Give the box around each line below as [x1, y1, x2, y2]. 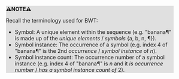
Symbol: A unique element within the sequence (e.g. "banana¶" [14, 29, 172, 36]
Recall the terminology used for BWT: [6, 17, 98, 24]
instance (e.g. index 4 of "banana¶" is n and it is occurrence [14, 60, 163, 67]
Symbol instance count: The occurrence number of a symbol [14, 54, 165, 61]
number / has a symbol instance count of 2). [14, 67, 125, 73]
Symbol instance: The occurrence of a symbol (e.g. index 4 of [14, 41, 168, 48]
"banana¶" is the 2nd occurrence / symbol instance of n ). [14, 48, 157, 54]
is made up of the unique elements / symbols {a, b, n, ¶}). [14, 35, 157, 42]
